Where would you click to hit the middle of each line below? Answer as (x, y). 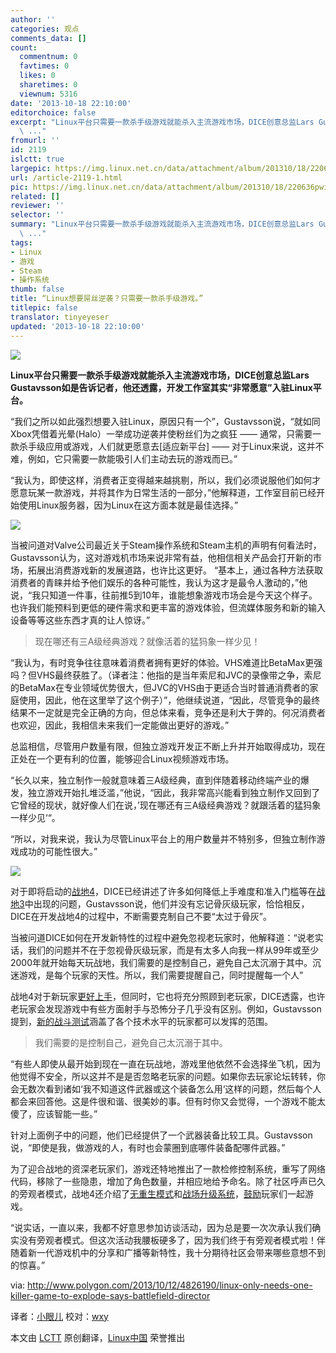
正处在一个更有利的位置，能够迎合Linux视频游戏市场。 (122, 758)
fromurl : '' (35, 141)
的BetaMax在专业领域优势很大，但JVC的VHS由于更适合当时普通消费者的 (160, 687)
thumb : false (37, 289)
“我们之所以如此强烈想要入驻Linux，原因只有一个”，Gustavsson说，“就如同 (165, 421)
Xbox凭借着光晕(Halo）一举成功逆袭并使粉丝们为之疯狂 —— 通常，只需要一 (166, 433)
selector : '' (37, 215)
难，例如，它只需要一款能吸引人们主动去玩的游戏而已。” (124, 458)
